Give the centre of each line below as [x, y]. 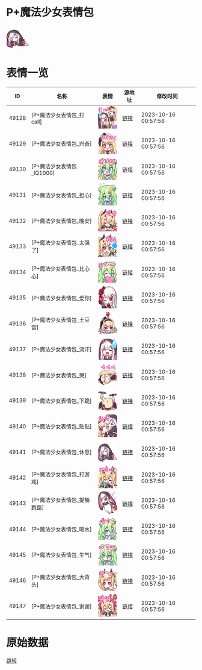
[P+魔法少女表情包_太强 [60, 243]
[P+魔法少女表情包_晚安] [61, 221]
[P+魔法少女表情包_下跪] [61, 401]
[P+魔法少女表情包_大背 [60, 577]
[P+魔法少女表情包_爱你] [61, 298]
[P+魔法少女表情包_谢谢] [61, 606]
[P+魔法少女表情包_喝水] [61, 529]
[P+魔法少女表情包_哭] [59, 375]
